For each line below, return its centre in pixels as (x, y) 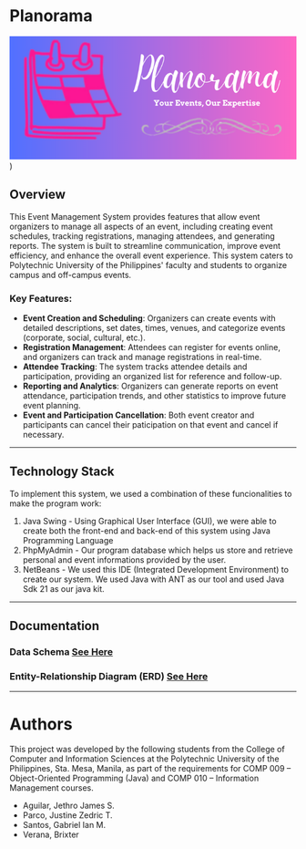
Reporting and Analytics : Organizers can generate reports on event (150, 386)
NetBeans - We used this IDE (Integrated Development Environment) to (156, 569)
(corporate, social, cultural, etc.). (84, 337)
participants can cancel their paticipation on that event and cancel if (150, 425)
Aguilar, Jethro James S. (69, 806)
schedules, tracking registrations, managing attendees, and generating (142, 236)
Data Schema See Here (61, 652)
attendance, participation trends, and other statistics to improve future (154, 396)
